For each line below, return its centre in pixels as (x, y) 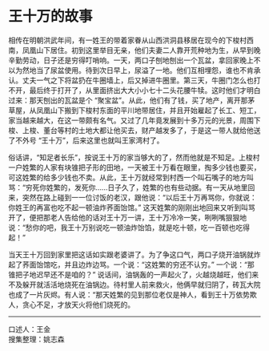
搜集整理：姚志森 (36, 339)
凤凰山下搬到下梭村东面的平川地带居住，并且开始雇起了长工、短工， (148, 110)
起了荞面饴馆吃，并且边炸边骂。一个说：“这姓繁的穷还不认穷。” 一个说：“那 (131, 264)
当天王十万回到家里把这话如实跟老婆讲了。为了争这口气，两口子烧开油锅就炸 (134, 254)
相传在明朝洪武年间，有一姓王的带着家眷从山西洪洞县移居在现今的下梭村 (127, 40)
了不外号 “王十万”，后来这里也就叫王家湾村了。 (86, 140)
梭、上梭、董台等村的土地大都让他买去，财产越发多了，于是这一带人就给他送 (134, 130)
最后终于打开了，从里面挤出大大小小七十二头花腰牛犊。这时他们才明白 (145, 90)
